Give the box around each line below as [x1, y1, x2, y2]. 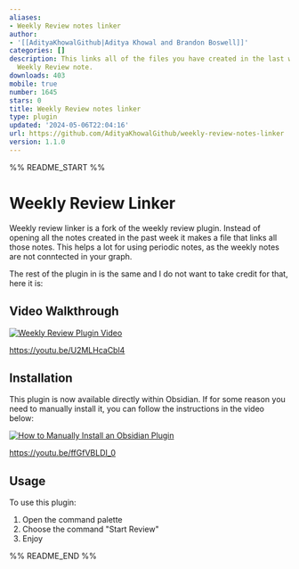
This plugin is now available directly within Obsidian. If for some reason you [9, 394, 287, 405]
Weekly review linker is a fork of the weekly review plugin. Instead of [9, 222, 261, 233]
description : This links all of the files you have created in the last [9, 54, 285, 63]
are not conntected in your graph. [9, 251, 133, 261]
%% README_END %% [9, 550, 98, 562]
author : [9, 29, 38, 38]
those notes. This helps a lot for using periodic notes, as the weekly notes [9, 242, 280, 252]
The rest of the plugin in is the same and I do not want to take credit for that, [9, 268, 288, 279]
